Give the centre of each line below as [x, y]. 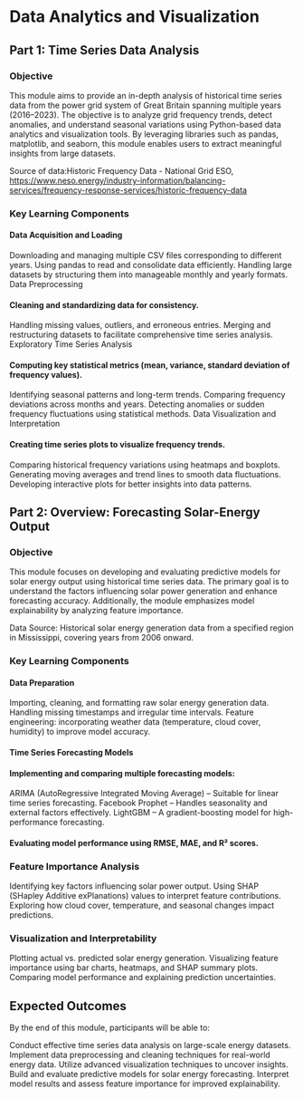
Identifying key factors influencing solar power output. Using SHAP [134, 886]
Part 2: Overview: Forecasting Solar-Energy [135, 512]
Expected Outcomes [68, 1006]
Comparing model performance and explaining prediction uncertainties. [143, 978]
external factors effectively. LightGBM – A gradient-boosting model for [140, 813]
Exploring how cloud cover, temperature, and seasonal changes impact [142, 905]
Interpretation [35, 424]
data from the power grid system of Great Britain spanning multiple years [146, 105]
